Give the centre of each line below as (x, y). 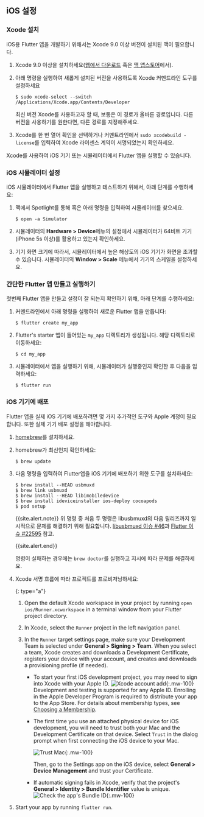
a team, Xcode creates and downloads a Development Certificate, (107, 652)
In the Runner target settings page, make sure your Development (105, 639)
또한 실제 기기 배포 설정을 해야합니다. (68, 424)
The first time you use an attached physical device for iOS (106, 721)
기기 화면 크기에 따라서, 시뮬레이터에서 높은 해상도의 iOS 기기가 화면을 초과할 (106, 251)
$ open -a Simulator (41, 219)
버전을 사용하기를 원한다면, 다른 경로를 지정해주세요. (77, 122)
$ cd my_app (30, 354)
